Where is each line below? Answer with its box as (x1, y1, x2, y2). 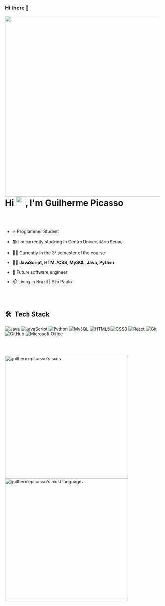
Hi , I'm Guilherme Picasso (5, 197, 124, 209)
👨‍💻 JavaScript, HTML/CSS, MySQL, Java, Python (12, 260, 114, 266)
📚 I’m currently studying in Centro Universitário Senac (12, 239, 123, 245)
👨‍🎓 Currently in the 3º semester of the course (12, 250, 105, 256)
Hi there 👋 (5, 4, 29, 11)
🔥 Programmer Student (12, 228, 59, 235)
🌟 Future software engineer (12, 269, 68, 275)
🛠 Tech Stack (5, 310, 50, 319)
